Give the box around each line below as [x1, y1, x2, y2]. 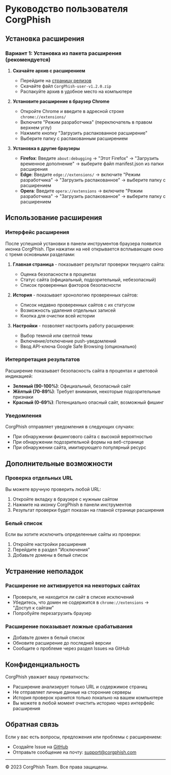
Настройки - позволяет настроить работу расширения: [12, 323, 135, 329]
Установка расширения [5, 34, 84, 43]
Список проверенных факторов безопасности [20, 282, 121, 288]
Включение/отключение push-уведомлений [20, 338, 117, 344]
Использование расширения [5, 213, 102, 222]
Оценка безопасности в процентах [20, 271, 97, 277]
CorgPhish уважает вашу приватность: [5, 673, 90, 680]
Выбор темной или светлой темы [20, 332, 93, 338]
